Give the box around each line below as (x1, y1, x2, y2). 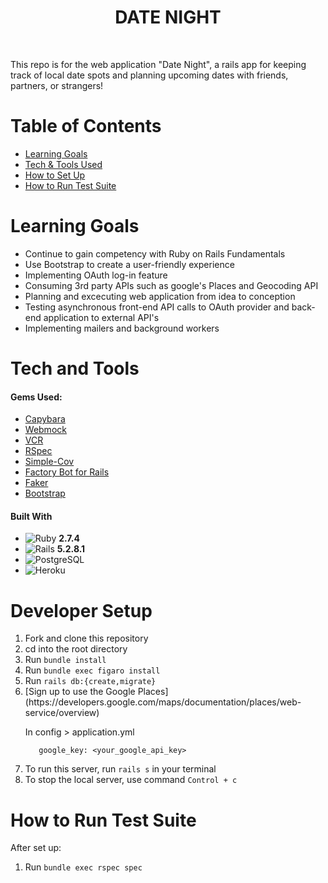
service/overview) (24, 707, 100, 719)
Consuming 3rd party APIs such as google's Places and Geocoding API (24, 279, 319, 291)
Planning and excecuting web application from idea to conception (24, 290, 296, 302)
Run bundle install (24, 654, 107, 666)
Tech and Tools (10, 357, 140, 380)
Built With (10, 510, 53, 522)
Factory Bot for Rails (24, 466, 110, 478)
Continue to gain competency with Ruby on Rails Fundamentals (24, 247, 286, 260)
